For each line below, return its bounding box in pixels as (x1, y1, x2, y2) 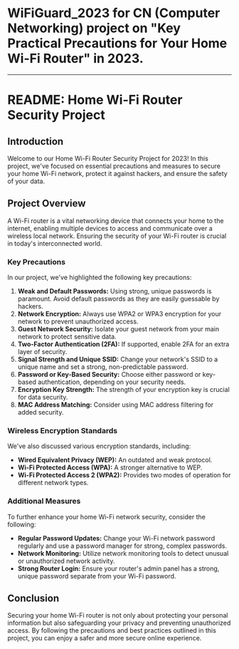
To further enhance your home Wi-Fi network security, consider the (7, 512, 206, 521)
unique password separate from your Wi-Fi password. (17, 571, 176, 580)
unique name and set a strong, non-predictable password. (17, 363, 188, 371)
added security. (17, 408, 64, 417)
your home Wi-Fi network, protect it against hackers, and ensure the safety (7, 169, 228, 177)
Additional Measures (7, 497, 81, 507)
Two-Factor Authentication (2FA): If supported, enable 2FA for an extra (17, 340, 230, 348)
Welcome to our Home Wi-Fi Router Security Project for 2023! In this (7, 154, 208, 162)
